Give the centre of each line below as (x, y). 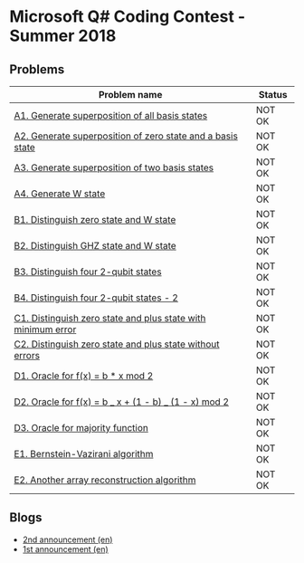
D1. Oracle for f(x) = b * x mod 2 (84, 376)
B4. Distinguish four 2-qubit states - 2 (96, 298)
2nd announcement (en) (67, 539)
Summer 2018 (63, 36)
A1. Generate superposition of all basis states (111, 115)
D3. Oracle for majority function (81, 428)
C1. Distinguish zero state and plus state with (110, 318)
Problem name (130, 95)
